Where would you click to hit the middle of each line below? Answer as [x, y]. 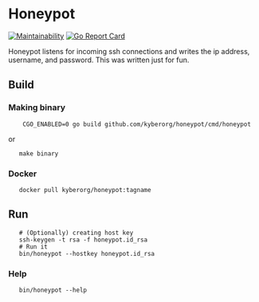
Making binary [37, 108]
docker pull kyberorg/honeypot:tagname [85, 190]
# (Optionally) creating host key [76, 233]
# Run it [33, 247]
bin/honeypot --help [53, 290]
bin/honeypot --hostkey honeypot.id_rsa [87, 253]
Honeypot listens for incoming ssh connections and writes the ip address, [129, 51]
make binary [39, 153]
